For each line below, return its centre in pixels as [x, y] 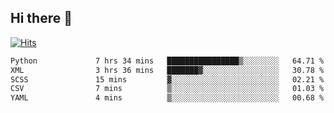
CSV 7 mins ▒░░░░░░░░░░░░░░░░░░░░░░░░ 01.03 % [167, 89]
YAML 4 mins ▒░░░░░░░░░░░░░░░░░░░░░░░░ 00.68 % [167, 98]
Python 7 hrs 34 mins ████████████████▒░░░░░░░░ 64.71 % [167, 61]
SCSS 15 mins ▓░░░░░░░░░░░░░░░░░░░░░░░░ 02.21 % [167, 79]
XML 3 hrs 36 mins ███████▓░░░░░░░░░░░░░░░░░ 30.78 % [167, 70]
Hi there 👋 [41, 18]
